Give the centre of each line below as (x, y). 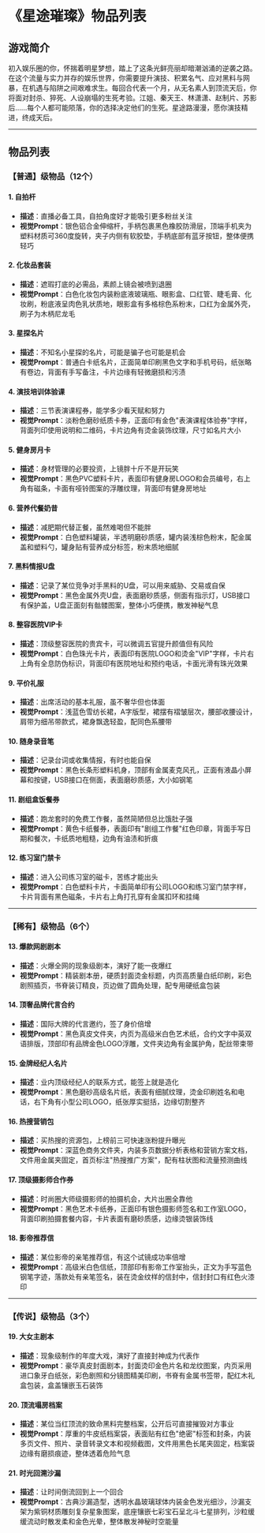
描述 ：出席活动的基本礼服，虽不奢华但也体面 (92, 702)
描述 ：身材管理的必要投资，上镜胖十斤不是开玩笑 (99, 469)
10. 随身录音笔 (31, 741)
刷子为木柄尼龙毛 (47, 313)
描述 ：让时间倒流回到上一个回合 (71, 1492)
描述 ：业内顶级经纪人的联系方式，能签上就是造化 (99, 1082)
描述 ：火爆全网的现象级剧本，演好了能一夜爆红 (95, 965)
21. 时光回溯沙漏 (35, 1473)
